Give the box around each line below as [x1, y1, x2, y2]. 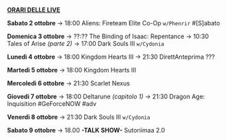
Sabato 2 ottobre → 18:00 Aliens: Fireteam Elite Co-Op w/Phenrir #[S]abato [7, 19, 220, 27]
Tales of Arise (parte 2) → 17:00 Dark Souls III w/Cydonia [7, 40, 165, 47]
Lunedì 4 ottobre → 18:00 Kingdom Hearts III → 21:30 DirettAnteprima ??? [7, 53, 215, 61]
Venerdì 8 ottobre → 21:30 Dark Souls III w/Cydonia [7, 113, 150, 121]
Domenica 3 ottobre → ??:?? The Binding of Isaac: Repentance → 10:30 [7, 32, 209, 40]
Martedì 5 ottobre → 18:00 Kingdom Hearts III [7, 66, 137, 74]
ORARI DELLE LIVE [7, 6, 60, 14]
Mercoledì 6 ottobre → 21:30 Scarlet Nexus [7, 79, 130, 87]
